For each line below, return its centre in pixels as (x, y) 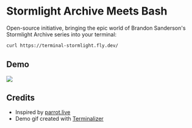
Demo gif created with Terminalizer (59, 119)
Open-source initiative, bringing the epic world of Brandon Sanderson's (96, 28)
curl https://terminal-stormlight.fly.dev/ (62, 45)
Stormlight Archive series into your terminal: (62, 34)
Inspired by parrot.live (43, 112)
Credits (21, 98)
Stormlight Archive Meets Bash (87, 11)
